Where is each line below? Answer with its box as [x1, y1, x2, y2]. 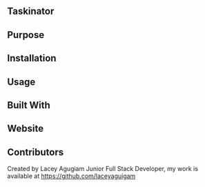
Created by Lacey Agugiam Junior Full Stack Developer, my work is [7, 165, 199, 173]
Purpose [7, 29, 45, 41]
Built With [7, 99, 50, 111]
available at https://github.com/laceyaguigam [7, 172, 136, 180]
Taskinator [7, 6, 55, 17]
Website [7, 123, 43, 135]
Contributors [7, 146, 64, 158]
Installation [7, 52, 57, 64]
